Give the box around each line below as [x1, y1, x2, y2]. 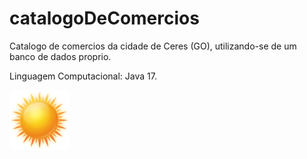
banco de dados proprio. [9, 50, 112, 62]
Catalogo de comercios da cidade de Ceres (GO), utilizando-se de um [9, 40, 297, 52]
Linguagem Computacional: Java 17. [9, 70, 157, 82]
